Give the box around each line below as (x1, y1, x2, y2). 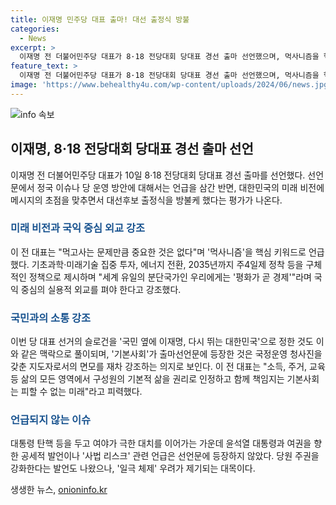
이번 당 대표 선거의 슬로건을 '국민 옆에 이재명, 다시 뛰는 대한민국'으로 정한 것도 (10, 336, 314, 348)
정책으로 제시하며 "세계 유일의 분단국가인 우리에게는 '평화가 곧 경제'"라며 (28, 271, 312, 283)
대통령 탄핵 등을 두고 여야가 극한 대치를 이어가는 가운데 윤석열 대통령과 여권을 (10, 437, 312, 450)
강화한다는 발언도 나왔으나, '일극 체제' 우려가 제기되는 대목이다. (10, 462, 256, 475)
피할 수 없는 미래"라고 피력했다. (20, 386, 143, 398)
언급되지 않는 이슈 (10, 413, 92, 427)
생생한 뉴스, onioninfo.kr (10, 484, 108, 496)
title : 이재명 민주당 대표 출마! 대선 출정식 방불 (10, 14, 190, 25)
